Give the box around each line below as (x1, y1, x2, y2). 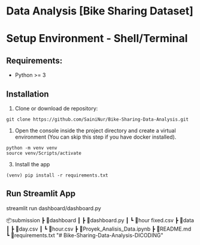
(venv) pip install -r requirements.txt (6, 172, 109, 178)
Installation (6, 89, 49, 99)
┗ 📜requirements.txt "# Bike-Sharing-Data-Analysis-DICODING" (6, 231, 163, 238)
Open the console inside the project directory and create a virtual (14, 127, 176, 134)
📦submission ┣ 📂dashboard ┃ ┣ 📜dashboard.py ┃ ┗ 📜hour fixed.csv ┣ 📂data (6, 216, 195, 223)
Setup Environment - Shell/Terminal (6, 32, 188, 46)
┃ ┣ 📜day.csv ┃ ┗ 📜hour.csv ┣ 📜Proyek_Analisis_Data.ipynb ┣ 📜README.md (6, 225, 192, 232)
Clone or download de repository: (14, 105, 98, 112)
